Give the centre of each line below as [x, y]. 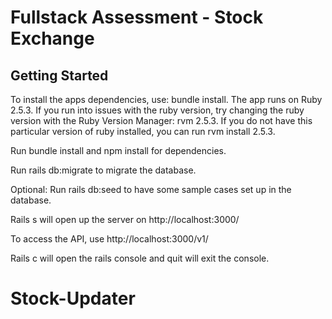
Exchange [52, 38]
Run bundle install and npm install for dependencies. [118, 150]
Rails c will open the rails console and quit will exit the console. [140, 258]
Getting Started [59, 75]
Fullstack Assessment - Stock [137, 17]
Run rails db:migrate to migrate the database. [103, 170]
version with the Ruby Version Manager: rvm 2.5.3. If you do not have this [161, 120]
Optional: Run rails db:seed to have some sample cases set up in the [151, 189]
